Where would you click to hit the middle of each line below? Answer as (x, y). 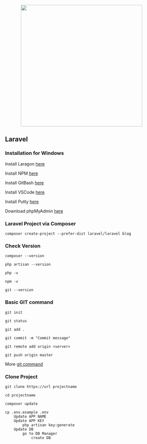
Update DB (24, 429)
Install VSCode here (25, 192)
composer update (21, 404)
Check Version (23, 246)
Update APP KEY (29, 421)
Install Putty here (22, 202)
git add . (15, 329)
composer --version (25, 256)
